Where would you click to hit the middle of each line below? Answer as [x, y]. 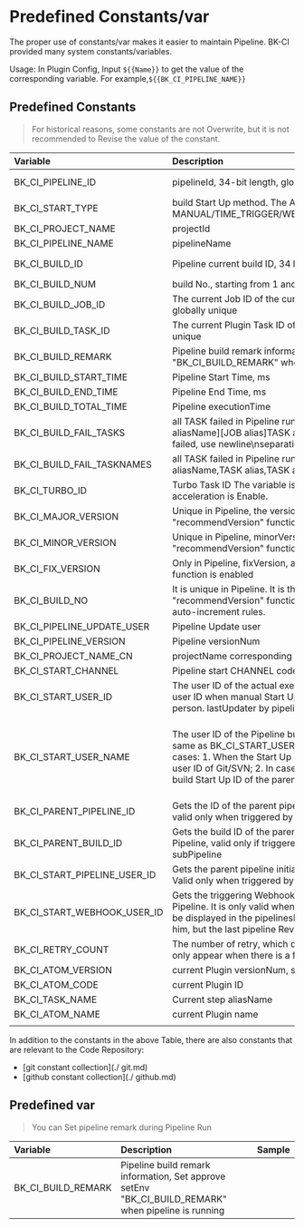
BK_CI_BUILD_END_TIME [66, 392]
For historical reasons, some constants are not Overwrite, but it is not [160, 129]
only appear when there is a [231, 955]
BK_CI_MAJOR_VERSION [66, 516]
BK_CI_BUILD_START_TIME [71, 376]
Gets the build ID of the [221, 832]
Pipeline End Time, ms [219, 392]
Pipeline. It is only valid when [233, 906]
